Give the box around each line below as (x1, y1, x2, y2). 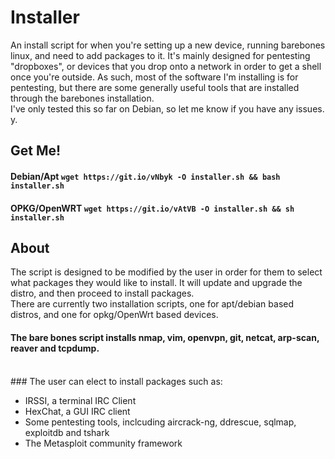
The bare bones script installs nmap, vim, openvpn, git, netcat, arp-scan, (10, 331, 320, 343)
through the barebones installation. (10, 92, 155, 104)
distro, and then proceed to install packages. (10, 287, 195, 300)
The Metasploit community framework (24, 437, 183, 449)
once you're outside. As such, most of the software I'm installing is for (10, 71, 299, 83)
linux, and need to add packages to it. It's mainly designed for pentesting (10, 49, 311, 61)
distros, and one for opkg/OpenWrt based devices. (10, 309, 219, 321)
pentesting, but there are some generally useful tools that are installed (10, 81, 300, 93)
